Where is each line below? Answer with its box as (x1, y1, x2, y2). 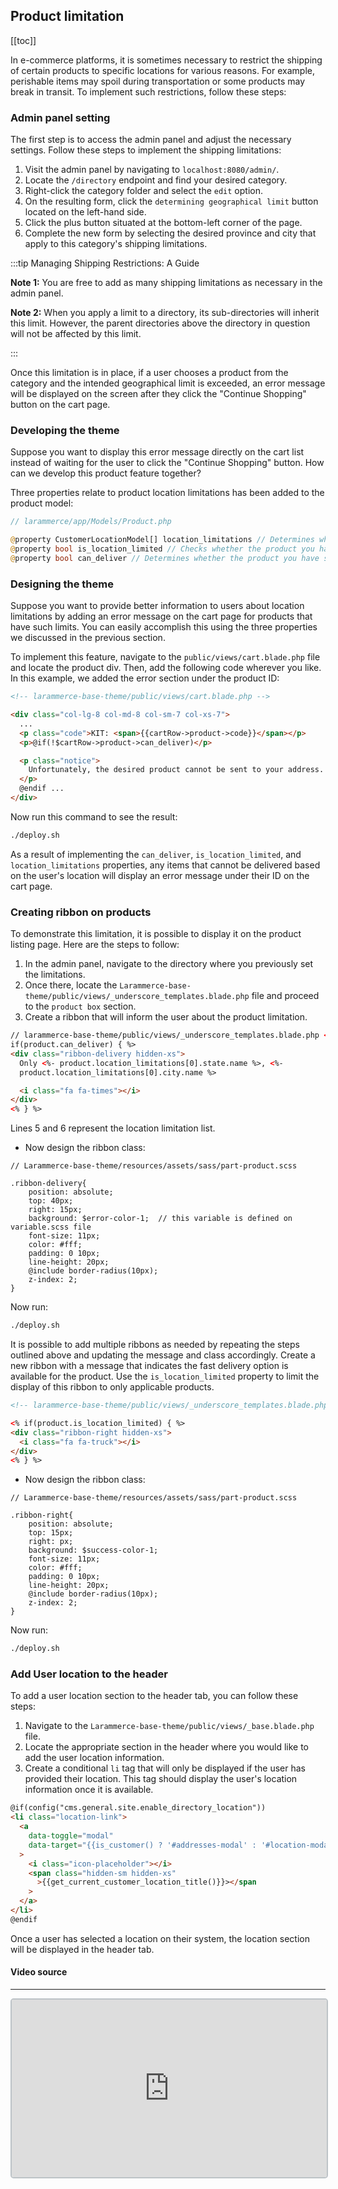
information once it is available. (24, 1784, 154, 1796)
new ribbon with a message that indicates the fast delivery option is (10, 1360, 289, 1371)
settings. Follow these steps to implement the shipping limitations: (10, 144, 282, 156)
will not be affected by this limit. (10, 328, 142, 340)
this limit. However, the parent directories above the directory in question (10, 317, 311, 329)
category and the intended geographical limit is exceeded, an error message (10, 377, 326, 389)
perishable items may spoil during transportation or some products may (10, 75, 306, 87)
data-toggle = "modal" (28, 1831, 114, 1841)
